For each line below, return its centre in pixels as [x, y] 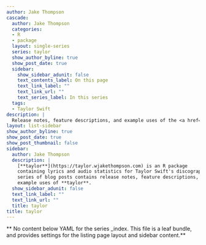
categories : [27, 29]
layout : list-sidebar [34, 126]
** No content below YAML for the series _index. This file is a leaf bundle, [99, 229]
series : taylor [31, 52]
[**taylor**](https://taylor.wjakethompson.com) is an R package [103, 166]
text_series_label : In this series [63, 97]
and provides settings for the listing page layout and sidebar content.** [96, 235]
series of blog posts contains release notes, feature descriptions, [108, 177]
